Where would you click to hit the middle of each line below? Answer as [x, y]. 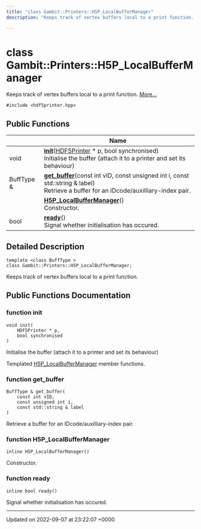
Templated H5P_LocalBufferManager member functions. [76, 363]
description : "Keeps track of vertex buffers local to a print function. [100, 17]
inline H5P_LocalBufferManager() [48, 452]
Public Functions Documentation [68, 296]
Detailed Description [45, 246]
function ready [28, 479]
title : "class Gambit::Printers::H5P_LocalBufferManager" [80, 12]
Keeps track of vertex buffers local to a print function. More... [82, 94]
